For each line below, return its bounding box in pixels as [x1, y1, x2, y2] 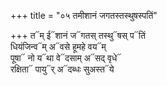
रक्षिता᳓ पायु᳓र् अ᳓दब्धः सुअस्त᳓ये [10, 63, 115, 75]
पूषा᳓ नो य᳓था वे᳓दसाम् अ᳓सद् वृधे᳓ [10, 52, 122, 64]
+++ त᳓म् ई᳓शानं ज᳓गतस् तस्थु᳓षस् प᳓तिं [10, 30, 146, 41]
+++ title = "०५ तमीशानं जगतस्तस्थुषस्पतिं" [10, 10, 158, 21]
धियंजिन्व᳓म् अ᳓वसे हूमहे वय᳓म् [10, 41, 107, 52]
